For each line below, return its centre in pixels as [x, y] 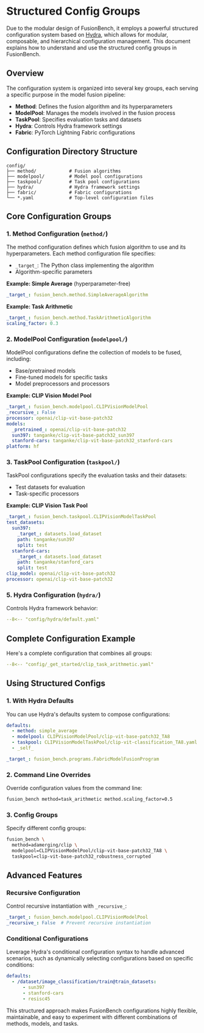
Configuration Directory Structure [72, 152]
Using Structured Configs [56, 683]
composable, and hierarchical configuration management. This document [98, 41]
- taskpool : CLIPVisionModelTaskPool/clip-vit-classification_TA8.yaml [105, 743]
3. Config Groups [32, 815]
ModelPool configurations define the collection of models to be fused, [94, 352]
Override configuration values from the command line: [74, 788]
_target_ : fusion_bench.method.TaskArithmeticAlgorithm [79, 318]
